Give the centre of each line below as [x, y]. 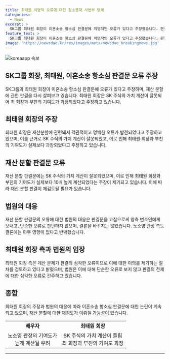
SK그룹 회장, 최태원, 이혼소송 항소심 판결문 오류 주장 [82, 76]
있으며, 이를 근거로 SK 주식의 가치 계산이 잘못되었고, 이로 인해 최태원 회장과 [80, 139]
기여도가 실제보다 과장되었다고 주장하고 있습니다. [58, 145]
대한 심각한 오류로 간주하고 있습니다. [46, 276]
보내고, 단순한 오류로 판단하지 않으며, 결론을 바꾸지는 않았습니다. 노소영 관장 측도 [85, 226]
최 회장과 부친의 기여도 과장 [93, 343]
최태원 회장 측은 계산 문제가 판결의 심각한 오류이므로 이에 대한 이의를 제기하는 [81, 263]
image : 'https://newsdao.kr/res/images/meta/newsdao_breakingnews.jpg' [82, 43]
